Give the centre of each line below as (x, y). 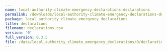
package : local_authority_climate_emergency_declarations (66, 19)
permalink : (16, 14)
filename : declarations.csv (34, 28)
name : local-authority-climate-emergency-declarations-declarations (78, 10)
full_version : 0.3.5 (27, 38)
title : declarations (27, 24)
